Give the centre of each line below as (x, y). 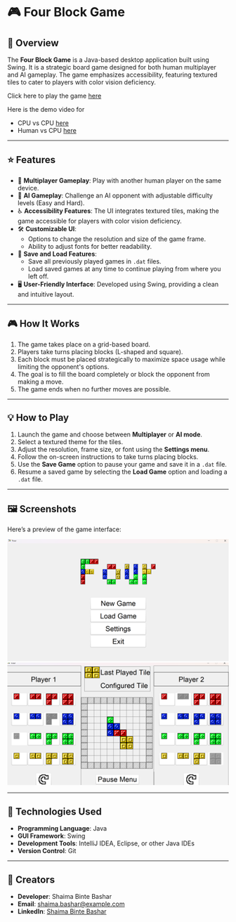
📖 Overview (33, 43)
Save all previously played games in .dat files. (94, 261)
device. (28, 188)
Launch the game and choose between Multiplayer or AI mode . (110, 434)
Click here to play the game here (54, 96)
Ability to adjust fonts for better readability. (90, 246)
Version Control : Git (47, 851)
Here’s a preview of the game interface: (64, 529)
